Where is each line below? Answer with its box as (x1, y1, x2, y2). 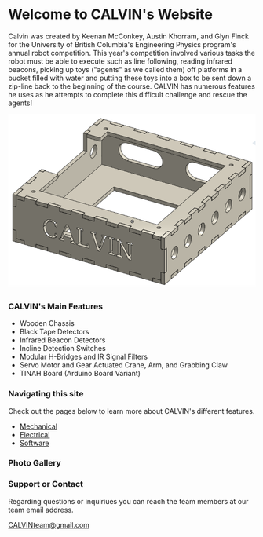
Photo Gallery (8, 458, 61, 469)
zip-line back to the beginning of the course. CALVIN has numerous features (8, 81, 255, 91)
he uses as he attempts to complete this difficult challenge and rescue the (8, 89, 247, 99)
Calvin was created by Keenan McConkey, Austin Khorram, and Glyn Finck (8, 31, 250, 41)
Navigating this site (8, 389, 84, 400)
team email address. (8, 505, 74, 514)
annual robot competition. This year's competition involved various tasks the (8, 48, 255, 57)
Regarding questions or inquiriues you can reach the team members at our (8, 496, 249, 506)
